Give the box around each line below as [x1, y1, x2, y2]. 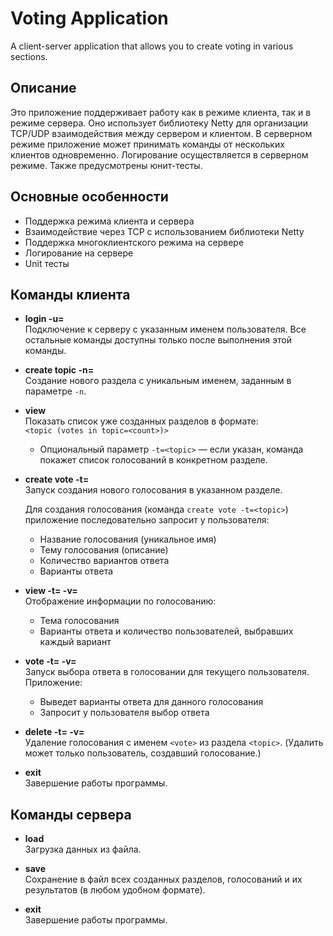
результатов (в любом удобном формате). [24, 884, 206, 896]
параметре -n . [24, 385, 87, 397]
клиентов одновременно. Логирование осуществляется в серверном [10, 148, 309, 161]
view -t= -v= [24, 585, 78, 597]
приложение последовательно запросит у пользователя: [24, 514, 270, 526]
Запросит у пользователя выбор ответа [39, 707, 210, 719]
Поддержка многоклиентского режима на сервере [24, 236, 245, 248]
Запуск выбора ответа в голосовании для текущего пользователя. [24, 666, 310, 678]
